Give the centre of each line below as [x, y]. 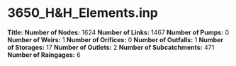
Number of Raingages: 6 [44, 55]
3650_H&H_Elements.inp [83, 13]
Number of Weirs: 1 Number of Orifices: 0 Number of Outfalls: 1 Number [116, 39]
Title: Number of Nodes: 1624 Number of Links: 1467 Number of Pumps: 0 [118, 32]
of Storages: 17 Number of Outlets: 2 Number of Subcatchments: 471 [111, 47]
